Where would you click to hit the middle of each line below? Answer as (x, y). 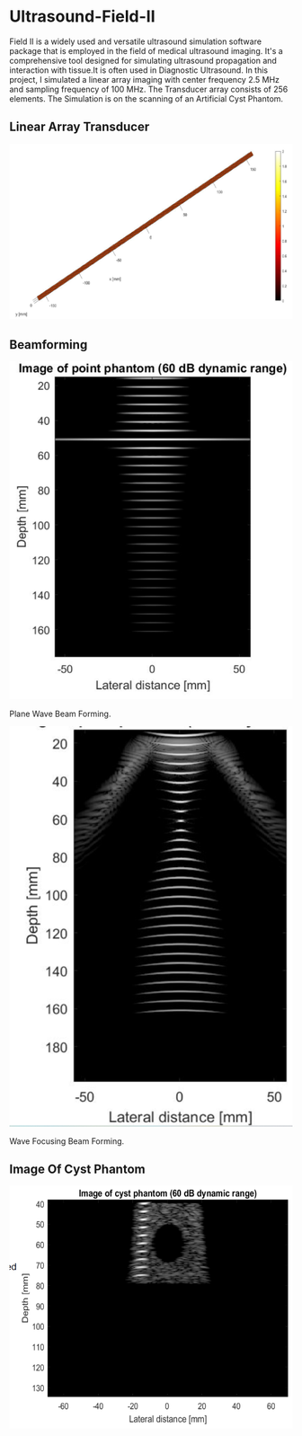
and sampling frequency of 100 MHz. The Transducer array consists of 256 (149, 89)
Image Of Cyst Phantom (77, 1170)
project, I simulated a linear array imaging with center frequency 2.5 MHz (145, 79)
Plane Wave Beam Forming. (60, 714)
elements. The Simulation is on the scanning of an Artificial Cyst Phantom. (147, 98)
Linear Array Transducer (80, 127)
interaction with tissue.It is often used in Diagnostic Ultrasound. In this (139, 70)
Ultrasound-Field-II (82, 17)
